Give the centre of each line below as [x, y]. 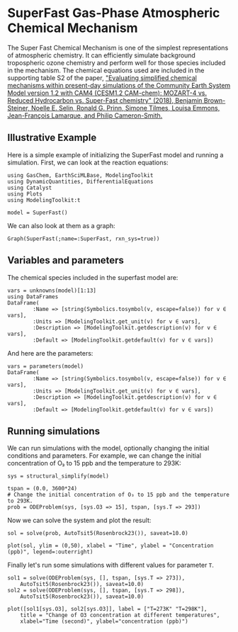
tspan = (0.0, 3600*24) [42, 489]
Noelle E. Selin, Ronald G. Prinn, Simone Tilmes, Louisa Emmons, [125, 108]
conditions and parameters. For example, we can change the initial [104, 456]
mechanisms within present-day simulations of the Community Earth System [119, 85]
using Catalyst [30, 188]
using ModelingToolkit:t [44, 200]
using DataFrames [33, 297]
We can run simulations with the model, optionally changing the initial [108, 448]
